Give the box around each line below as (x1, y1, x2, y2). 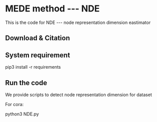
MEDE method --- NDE (5, 3, 100, 14)
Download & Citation (5, 34, 70, 42)
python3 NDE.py (5, 111, 39, 117)
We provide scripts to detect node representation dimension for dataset (5, 92, 152, 98)
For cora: (5, 101, 24, 107)
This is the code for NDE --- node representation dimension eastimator (5, 19, 151, 25)
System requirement (5, 51, 70, 59)
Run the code (5, 78, 47, 87)
